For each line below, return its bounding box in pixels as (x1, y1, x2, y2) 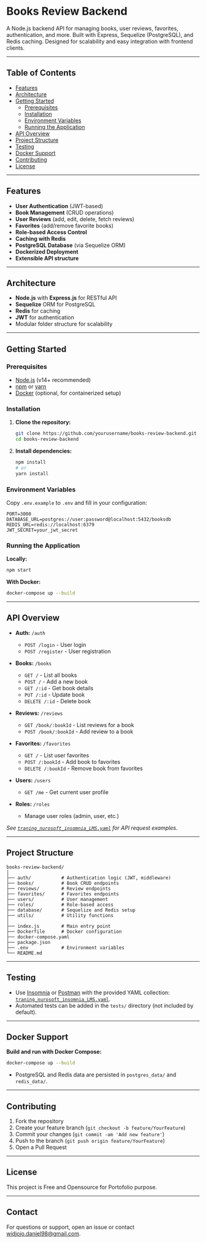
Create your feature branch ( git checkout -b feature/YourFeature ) (15, 1124, 186, 1131)
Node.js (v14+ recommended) (15, 376, 91, 384)
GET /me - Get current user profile (24, 788, 109, 796)
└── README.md (6, 950, 43, 956)
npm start (6, 567, 32, 574)
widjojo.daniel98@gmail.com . (6, 1229, 81, 1237)
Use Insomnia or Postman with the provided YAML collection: (15, 989, 170, 996)
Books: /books (15, 659, 52, 667)
